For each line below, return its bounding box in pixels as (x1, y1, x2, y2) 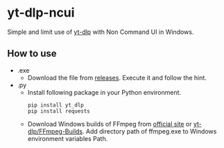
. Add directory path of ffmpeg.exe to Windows (82, 127, 217, 136)
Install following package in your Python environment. (27, 88, 182, 96)
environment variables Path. (27, 134, 108, 142)
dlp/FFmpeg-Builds (27, 127, 83, 136)
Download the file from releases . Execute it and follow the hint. (27, 73, 207, 82)
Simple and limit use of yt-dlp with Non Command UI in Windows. (7, 28, 194, 36)
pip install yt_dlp (27, 102, 85, 109)
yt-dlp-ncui (7, 5, 75, 21)
